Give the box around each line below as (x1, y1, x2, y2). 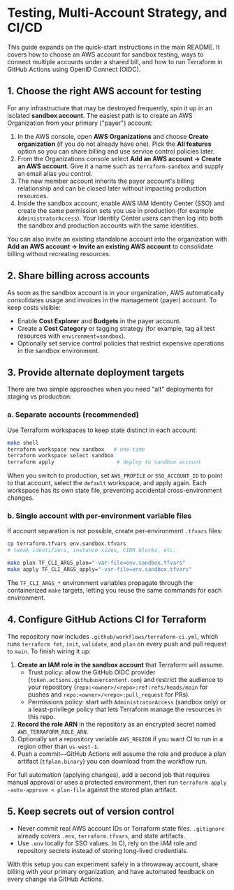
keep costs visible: (7, 303, 61, 311)
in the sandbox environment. (17, 346, 100, 355)
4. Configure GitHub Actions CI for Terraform (7, 614, 207, 625)
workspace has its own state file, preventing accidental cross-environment (7, 487, 222, 495)
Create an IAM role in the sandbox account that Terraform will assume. (17, 660, 224, 669)
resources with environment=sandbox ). (17, 332, 126, 340)
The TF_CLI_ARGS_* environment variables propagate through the (7, 578, 193, 587)
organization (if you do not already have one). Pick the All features (17, 140, 212, 148)
